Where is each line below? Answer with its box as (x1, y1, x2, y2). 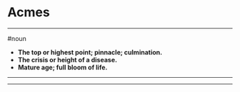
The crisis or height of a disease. (17, 55, 118, 64)
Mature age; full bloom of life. (17, 63, 108, 71)
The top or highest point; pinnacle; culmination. (17, 47, 163, 57)
